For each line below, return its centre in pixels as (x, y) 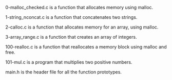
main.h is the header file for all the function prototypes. (64, 72)
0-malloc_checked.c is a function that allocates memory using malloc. (79, 7)
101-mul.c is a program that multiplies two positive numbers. (69, 62)
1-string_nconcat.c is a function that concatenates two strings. (71, 17)
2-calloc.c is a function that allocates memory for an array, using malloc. (82, 27)
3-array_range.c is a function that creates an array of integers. (71, 37)
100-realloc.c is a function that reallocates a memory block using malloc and (86, 47)
